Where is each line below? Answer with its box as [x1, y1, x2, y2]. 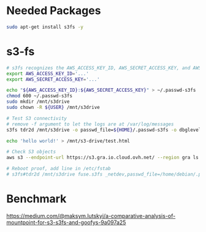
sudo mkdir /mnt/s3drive [6, 99, 70, 105]
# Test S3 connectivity [6, 115, 67, 121]
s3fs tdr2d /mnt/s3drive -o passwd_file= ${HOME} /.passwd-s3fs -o [6, 127, 177, 133]
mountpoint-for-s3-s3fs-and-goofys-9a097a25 [6, 219, 126, 226]
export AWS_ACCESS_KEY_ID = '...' [6, 70, 89, 77]
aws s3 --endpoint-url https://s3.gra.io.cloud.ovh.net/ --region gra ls [6, 154, 199, 161]
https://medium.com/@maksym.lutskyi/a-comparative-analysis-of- [6, 212, 176, 219]
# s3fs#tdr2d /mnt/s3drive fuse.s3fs [6, 171, 103, 178]
